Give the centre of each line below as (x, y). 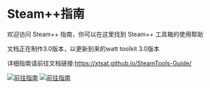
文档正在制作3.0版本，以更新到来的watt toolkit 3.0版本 (83, 48)
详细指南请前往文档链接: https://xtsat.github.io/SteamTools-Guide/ (100, 63)
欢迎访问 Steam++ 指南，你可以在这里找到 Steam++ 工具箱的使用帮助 (105, 34)
